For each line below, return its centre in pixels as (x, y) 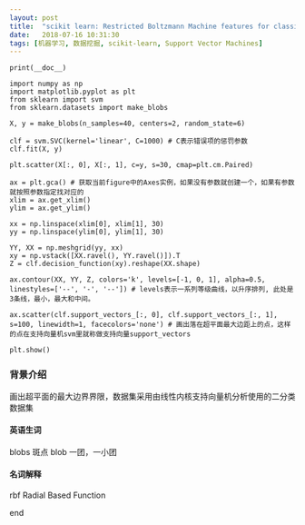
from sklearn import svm (56, 100)
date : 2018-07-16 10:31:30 (64, 35)
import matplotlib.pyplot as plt (73, 92)
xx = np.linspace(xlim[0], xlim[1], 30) (87, 224)
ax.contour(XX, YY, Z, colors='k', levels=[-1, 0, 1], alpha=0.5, (138, 280)
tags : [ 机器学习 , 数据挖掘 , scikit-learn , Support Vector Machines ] (136, 43)
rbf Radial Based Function (58, 495)
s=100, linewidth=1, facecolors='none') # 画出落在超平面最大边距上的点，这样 (150, 325)
